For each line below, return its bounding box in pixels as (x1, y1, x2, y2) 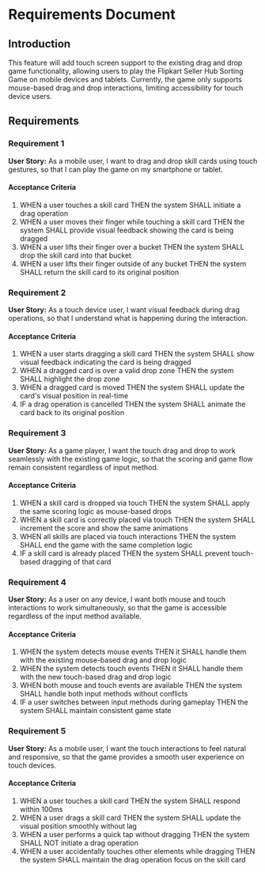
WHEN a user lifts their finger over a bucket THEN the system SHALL (19, 242, 244, 251)
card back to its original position (19, 408, 125, 417)
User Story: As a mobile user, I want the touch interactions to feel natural (8, 743, 247, 753)
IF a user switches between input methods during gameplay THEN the (19, 697, 249, 707)
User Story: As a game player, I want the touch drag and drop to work (8, 445, 236, 455)
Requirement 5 (8, 726, 66, 737)
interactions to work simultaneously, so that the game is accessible (8, 603, 227, 613)
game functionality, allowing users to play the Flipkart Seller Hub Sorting (8, 66, 244, 76)
